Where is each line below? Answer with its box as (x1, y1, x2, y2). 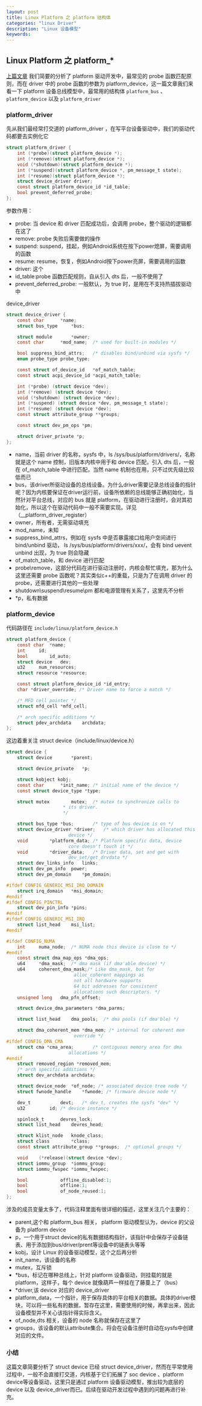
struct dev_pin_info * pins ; (17, 905, 87, 911)
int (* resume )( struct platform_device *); (17, 173, 125, 179)
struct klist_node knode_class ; (17, 1133, 104, 1139)
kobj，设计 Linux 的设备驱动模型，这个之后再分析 (14, 1249, 137, 1256)
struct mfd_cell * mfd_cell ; (17, 703, 87, 709)
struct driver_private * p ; (17, 433, 85, 439)
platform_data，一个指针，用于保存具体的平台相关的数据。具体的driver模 (14, 1294, 196, 1301)
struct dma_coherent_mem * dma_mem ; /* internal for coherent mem (17, 1027, 185, 1033)
